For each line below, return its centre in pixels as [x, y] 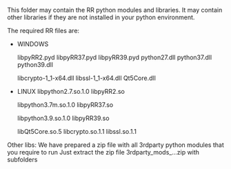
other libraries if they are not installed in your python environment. [101, 17]
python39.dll [35, 64]
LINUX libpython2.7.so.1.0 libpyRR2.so [71, 91]
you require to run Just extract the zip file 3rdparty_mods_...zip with [103, 152]
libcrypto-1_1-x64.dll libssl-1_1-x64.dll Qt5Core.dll [87, 78]
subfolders [22, 159]
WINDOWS [33, 44]
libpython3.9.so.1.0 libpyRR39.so [63, 118]
